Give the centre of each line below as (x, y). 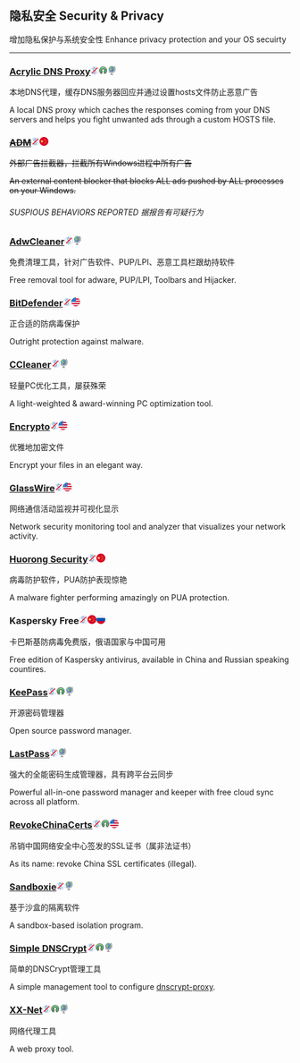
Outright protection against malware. (77, 342)
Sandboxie (33, 887)
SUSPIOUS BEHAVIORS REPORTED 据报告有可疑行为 (106, 212)
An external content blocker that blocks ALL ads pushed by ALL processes (146, 181)
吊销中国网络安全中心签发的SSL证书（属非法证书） (103, 846)
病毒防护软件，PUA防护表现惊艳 (68, 580)
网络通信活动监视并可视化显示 (64, 509)
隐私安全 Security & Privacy (87, 16)
